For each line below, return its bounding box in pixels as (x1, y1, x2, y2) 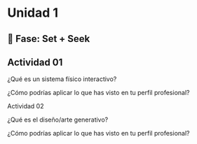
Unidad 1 (7, 5, 58, 21)
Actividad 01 (7, 56, 63, 68)
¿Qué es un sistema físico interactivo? (7, 75, 117, 83)
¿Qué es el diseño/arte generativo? (7, 115, 109, 124)
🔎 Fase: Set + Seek (7, 33, 90, 45)
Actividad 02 (7, 102, 44, 110)
